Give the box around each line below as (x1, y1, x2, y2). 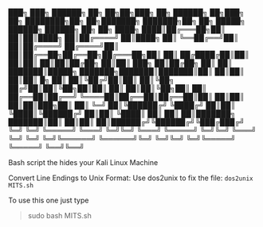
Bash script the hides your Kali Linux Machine (8, 158, 159, 167)
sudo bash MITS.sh (27, 211, 92, 220)
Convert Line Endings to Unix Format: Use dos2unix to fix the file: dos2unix (8, 173, 253, 183)
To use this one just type (8, 195, 89, 205)
